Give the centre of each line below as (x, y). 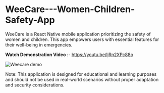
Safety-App (30, 20)
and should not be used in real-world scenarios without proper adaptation (82, 79)
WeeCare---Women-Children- (70, 9)
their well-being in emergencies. (39, 44)
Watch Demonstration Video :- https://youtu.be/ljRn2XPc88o (69, 55)
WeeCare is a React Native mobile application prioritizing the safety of (78, 34)
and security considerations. (35, 85)
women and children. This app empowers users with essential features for (82, 39)
